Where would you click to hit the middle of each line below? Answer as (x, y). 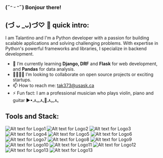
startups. (22, 80)
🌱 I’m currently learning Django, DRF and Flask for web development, (85, 64)
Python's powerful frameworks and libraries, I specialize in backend (76, 48)
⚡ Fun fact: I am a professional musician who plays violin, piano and (83, 93)
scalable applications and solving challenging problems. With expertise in (82, 43)
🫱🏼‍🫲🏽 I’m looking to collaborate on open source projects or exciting (83, 74)
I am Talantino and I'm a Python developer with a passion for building (77, 38)
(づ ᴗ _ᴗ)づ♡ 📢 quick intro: (47, 25)
